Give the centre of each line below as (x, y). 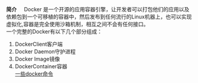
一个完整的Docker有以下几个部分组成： (54, 31)
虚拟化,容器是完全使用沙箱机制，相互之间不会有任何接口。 (78, 24)
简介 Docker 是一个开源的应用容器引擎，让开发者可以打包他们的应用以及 (98, 9)
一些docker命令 (34, 74)
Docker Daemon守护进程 (45, 52)
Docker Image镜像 (37, 59)
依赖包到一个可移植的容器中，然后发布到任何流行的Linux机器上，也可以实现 (99, 17)
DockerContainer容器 (41, 66)
